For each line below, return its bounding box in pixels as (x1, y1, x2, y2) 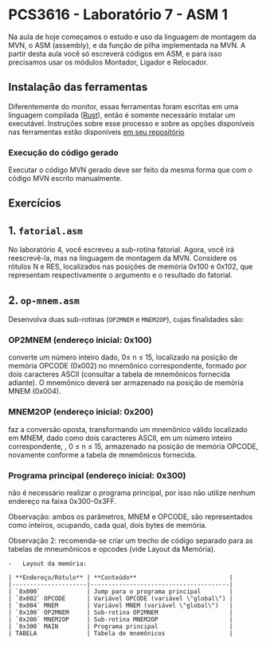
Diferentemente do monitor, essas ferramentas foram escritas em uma (8, 101, 239, 111)
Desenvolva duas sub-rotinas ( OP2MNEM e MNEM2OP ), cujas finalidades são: (8, 315, 244, 324)
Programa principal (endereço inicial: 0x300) (8, 470, 186, 481)
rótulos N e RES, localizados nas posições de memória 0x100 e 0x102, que (8, 262, 253, 272)
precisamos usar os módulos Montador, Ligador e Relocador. (8, 57, 209, 67)
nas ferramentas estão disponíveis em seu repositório (8, 127, 185, 136)
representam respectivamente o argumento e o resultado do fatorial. (8, 270, 233, 280)
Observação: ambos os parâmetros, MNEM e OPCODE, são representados (8, 512, 253, 521)
